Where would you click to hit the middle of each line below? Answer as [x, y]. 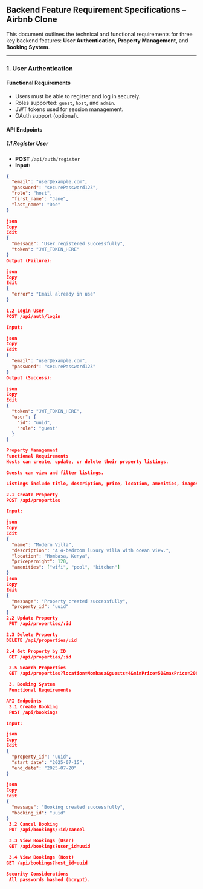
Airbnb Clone [32, 20]
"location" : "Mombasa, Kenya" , [51, 556]
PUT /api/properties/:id [40, 624]
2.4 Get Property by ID [36, 651]
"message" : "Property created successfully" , [70, 601]
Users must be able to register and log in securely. [78, 96]
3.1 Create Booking [34, 706]
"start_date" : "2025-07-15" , [48, 762]
